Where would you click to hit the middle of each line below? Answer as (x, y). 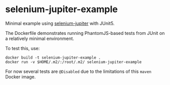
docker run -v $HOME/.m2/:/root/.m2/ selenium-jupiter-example (74, 62)
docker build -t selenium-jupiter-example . (53, 57)
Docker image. (21, 76)
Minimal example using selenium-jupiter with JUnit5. (60, 23)
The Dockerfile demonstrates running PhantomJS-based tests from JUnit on (85, 33)
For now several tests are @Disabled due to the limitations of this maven (78, 71)
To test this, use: (23, 48)
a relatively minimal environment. (40, 38)
